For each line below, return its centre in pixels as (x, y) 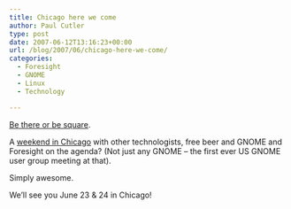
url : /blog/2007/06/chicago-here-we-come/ (88, 50)
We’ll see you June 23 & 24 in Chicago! (80, 195)
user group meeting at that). (61, 160)
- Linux (31, 83)
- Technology (41, 91)
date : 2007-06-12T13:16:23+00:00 (71, 42)
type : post (29, 34)
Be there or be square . (50, 124)
